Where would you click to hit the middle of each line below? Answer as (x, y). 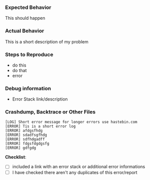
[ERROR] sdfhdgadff (25, 140)
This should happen (25, 18)
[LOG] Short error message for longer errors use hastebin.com (71, 122)
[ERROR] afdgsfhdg (24, 131)
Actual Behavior (25, 31)
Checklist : (16, 157)
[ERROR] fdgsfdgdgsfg (27, 144)
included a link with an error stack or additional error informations (78, 167)
